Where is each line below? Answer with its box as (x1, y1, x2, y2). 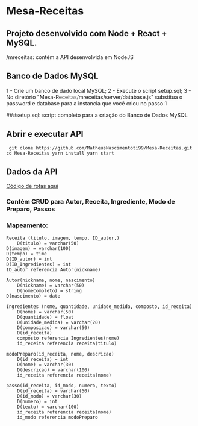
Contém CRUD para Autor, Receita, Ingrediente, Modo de (6, 198, 175, 206)
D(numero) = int (17, 398, 58, 404)
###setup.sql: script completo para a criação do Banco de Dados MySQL (6, 111, 188, 119)
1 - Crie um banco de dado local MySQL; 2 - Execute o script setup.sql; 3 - (6, 87, 191, 94)
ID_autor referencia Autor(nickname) (6, 266, 101, 272)
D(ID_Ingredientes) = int (6, 261, 71, 268)
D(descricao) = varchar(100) (17, 366, 90, 373)
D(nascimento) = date (6, 293, 61, 299)
